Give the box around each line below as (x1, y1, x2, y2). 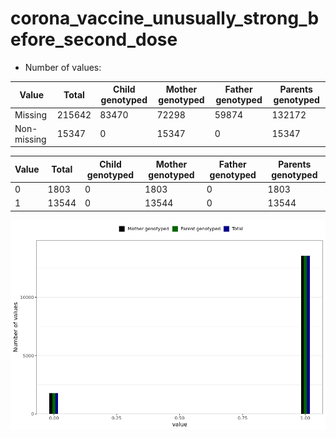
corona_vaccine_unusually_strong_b (10, 7, 320, 30)
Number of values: (24, 61, 102, 73)
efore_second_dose (10, 28, 178, 51)
